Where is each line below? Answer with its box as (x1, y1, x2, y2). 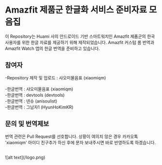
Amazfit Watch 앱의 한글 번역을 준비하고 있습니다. (5, 45, 100, 51)
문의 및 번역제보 (5, 120, 49, 128)
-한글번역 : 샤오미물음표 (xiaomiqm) (5, 86, 74, 92)
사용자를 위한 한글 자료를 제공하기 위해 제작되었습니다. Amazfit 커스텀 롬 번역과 (5, 39, 155, 45)
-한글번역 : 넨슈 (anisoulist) (5, 98, 58, 104)
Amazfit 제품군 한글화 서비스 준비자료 (5, 4, 147, 15)
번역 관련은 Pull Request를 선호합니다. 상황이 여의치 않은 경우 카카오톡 (5, 134, 138, 139)
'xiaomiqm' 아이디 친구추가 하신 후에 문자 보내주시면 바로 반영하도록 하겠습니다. (5, 139, 156, 145)
